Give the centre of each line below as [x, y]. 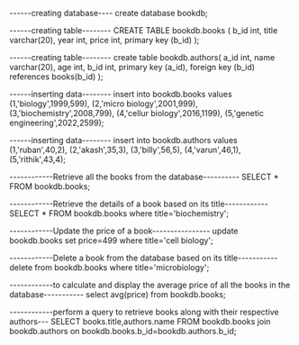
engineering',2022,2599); [57, 123]
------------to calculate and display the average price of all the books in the [150, 285]
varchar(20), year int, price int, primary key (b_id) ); [104, 40]
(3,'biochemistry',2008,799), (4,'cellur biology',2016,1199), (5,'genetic [136, 113]
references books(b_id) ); [56, 77]
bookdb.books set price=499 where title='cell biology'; [111, 241]
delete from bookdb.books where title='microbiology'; [109, 268]
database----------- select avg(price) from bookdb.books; [118, 295]
